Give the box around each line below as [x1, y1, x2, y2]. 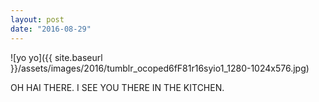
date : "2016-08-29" [10, 24, 92, 34]
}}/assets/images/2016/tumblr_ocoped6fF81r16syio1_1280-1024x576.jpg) [10, 62, 310, 74]
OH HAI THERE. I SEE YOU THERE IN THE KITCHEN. [10, 81, 225, 93]
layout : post [10, 14, 65, 25]
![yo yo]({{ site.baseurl [10, 51, 103, 63]
